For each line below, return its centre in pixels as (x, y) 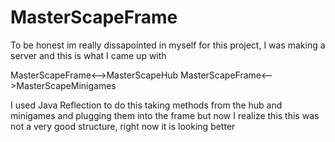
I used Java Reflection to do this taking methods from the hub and (146, 105)
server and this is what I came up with (88, 55)
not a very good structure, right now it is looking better (123, 126)
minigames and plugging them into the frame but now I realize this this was (165, 115)
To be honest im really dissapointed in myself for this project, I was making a (168, 45)
